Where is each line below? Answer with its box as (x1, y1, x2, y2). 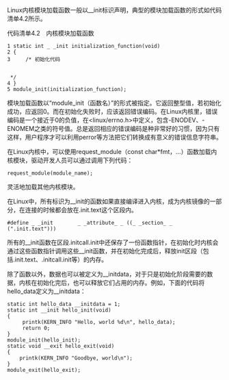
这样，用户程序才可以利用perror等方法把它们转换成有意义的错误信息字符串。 (7, 133, 222, 141)
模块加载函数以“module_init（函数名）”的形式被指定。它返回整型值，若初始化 (7, 99, 221, 107)
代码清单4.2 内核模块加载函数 (7, 29, 94, 37)
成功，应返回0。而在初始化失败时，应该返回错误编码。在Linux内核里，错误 (7, 107, 218, 115)
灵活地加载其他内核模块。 (7, 183, 79, 190)
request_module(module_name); (7, 170, 94, 177)
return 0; (22, 325, 51, 331)
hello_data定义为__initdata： (7, 287, 87, 295)
